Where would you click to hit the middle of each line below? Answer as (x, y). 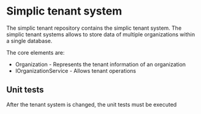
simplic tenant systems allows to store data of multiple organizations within (101, 34)
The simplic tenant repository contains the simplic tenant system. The (94, 28)
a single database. (30, 41)
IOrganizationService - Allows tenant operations (75, 70)
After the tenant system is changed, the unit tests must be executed (92, 104)
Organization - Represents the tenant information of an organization (100, 64)
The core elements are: (36, 52)
